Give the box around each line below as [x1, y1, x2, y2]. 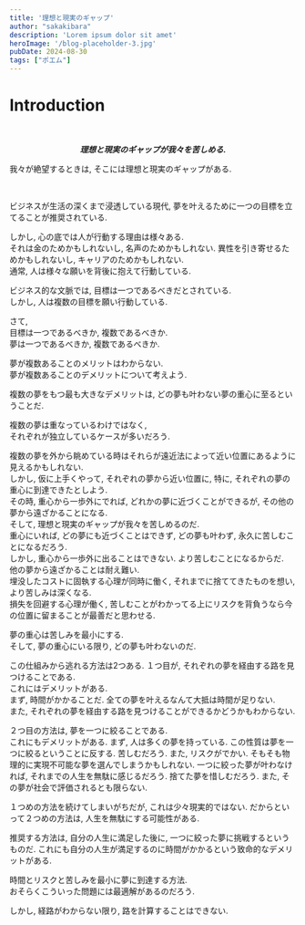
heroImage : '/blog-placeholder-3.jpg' [9, 38, 157, 48]
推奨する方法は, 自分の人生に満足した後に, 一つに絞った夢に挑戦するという [9, 832, 290, 843]
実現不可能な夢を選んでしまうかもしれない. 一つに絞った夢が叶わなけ [33, 759, 293, 770]
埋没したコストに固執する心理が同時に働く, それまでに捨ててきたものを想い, [9, 576, 296, 587]
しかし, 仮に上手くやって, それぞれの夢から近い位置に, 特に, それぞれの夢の [9, 473, 291, 483]
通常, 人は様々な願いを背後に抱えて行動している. [9, 265, 191, 276]
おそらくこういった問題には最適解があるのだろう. [9, 886, 196, 897]
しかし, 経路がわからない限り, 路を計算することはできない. [9, 905, 229, 916]
